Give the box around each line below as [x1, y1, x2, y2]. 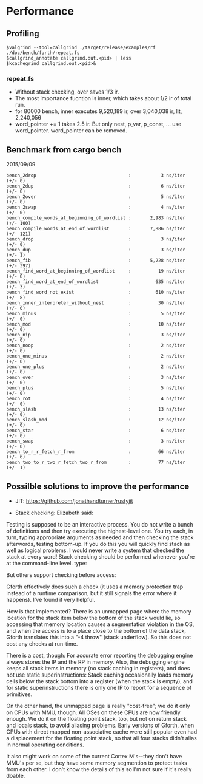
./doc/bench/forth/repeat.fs [6, 50, 80, 56]
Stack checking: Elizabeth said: [15, 509, 93, 516]
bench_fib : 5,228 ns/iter [6, 257, 186, 264]
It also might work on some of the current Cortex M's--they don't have [6, 752, 182, 760]
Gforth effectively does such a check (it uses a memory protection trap [6, 583, 184, 590]
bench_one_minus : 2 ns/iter [6, 353, 186, 360]
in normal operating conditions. [6, 741, 84, 748]
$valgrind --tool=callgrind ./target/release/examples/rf [6, 44, 156, 50]
